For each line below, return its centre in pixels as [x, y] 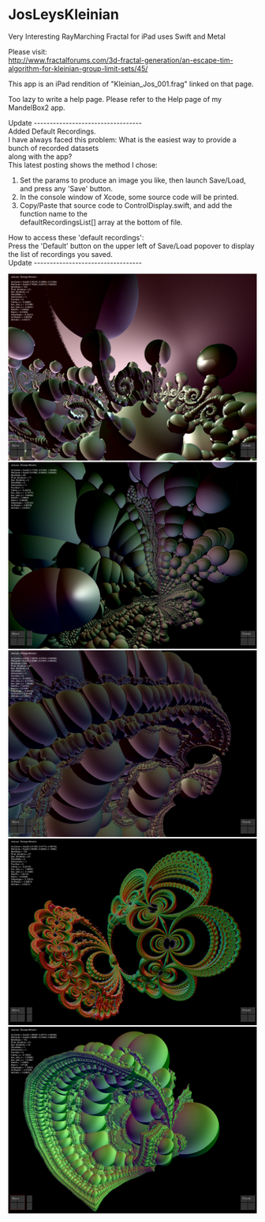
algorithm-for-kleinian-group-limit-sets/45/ [78, 68]
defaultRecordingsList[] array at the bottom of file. [101, 222]
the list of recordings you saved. [60, 254]
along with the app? [40, 157]
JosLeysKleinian [64, 15]
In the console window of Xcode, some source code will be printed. [129, 197]
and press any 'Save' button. [66, 188]
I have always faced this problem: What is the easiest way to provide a [122, 139]
